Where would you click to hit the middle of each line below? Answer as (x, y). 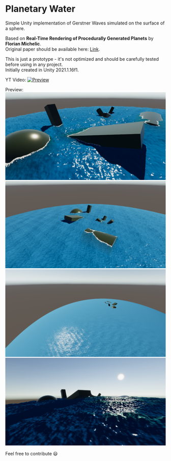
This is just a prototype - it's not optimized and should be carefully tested (82, 59)
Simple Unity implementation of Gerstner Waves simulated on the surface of (85, 23)
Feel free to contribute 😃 (32, 453)
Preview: (15, 89)
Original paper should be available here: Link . (53, 49)
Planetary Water (40, 9)
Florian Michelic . (23, 43)
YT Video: (16, 80)
